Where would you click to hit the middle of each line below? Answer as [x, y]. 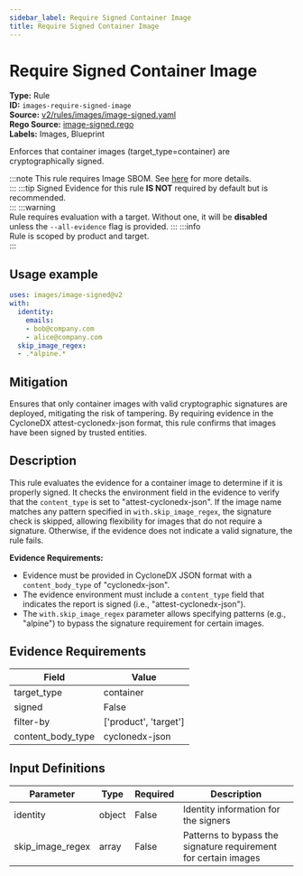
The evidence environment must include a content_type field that [143, 594]
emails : [40, 320]
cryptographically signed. [57, 161]
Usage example [54, 274]
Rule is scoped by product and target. [79, 237]
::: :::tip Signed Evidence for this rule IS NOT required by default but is [139, 188]
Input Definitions [57, 769]
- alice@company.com [64, 337]
